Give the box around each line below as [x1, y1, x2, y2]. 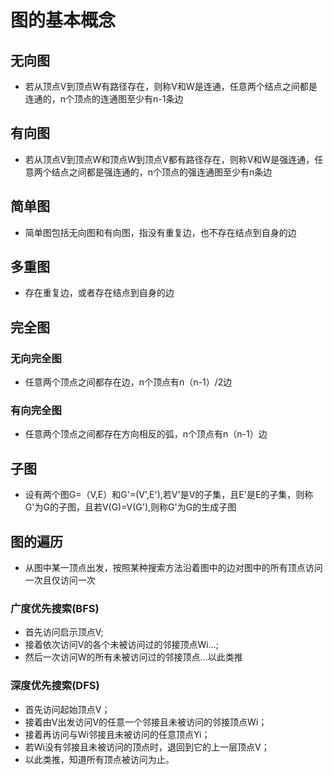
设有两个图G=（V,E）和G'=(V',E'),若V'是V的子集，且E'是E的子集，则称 [24, 489, 314, 501]
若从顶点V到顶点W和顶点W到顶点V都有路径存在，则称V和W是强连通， [24, 153, 315, 165]
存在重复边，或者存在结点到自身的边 [24, 287, 175, 299]
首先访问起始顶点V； [24, 703, 111, 715]
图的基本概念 [10, 9, 117, 32]
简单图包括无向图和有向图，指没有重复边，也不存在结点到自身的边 [24, 226, 297, 238]
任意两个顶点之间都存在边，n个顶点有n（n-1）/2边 [24, 376, 233, 388]
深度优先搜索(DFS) [10, 679, 100, 693]
